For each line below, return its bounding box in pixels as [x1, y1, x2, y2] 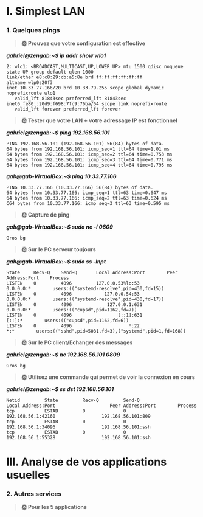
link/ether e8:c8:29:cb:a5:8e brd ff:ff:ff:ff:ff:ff [6, 74, 143, 80]
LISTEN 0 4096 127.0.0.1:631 [6, 302, 143, 308]
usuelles [6, 468, 50, 482]
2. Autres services [6, 490, 62, 498]
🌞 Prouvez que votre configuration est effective [21, 40, 146, 47]
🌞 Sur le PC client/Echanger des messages [21, 339, 133, 346]
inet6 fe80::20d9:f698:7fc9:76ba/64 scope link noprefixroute [6, 101, 167, 107]
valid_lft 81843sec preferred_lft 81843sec [14, 95, 126, 102]
